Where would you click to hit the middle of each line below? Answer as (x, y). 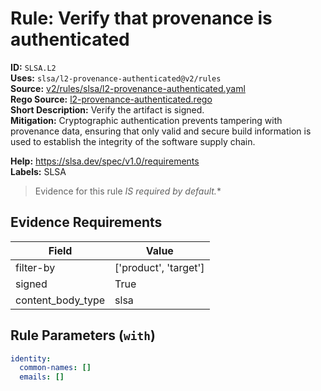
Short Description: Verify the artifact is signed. (107, 109)
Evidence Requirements (86, 222)
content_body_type (60, 300)
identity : (31, 358)
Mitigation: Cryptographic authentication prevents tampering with (146, 120)
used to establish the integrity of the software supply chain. (133, 141)
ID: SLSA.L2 (33, 67)
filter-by (35, 267)
